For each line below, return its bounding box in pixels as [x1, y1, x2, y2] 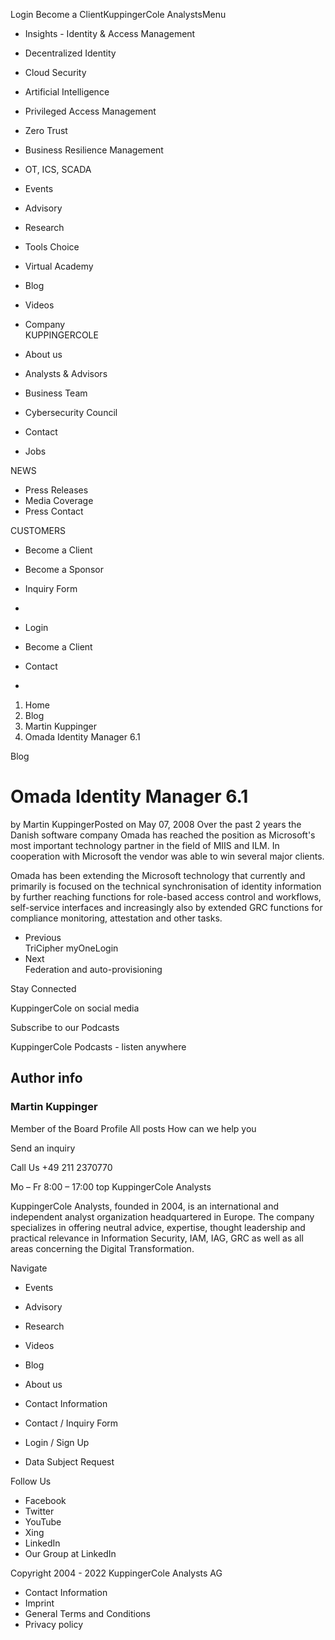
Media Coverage [24, 495, 94, 506]
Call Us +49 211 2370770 [10, 1161, 113, 1173]
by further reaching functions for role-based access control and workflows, [10, 890, 322, 903]
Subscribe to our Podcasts [10, 1021, 120, 1033]
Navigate [10, 1262, 48, 1274]
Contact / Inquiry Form [24, 1417, 119, 1429]
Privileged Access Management [24, 105, 157, 117]
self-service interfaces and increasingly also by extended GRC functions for [10, 901, 323, 913]
